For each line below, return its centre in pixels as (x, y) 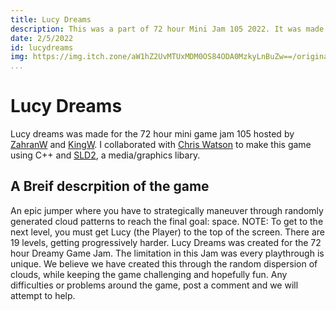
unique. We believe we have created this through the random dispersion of (164, 263)
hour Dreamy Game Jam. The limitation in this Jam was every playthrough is (167, 253)
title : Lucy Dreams (51, 19)
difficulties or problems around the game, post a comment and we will (154, 285)
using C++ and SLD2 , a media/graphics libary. (105, 155)
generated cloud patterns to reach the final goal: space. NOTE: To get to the (167, 221)
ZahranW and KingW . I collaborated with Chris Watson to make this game (161, 145)
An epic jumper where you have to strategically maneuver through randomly (167, 210)
